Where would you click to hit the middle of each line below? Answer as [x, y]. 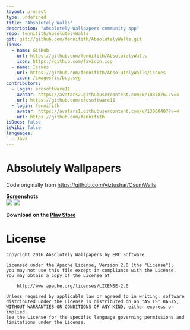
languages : [20, 133]
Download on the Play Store [41, 215]
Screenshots [22, 196]
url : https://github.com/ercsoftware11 [66, 100]
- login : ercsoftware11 [41, 89]
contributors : [24, 84]
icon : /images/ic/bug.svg [49, 78]
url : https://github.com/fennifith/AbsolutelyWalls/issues [91, 73]
